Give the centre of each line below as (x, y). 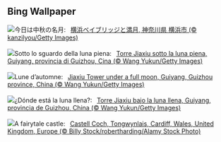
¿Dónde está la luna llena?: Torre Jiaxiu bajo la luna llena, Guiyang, (113, 100)
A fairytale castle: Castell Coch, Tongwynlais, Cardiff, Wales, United (114, 124)
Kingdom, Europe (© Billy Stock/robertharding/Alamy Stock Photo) (104, 131)
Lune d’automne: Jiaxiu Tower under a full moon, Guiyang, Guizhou (114, 76)
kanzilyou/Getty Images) (43, 37)
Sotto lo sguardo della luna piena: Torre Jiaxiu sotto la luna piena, (111, 53)
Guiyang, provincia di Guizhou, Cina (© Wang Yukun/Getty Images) (105, 61)
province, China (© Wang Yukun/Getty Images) (76, 84)
